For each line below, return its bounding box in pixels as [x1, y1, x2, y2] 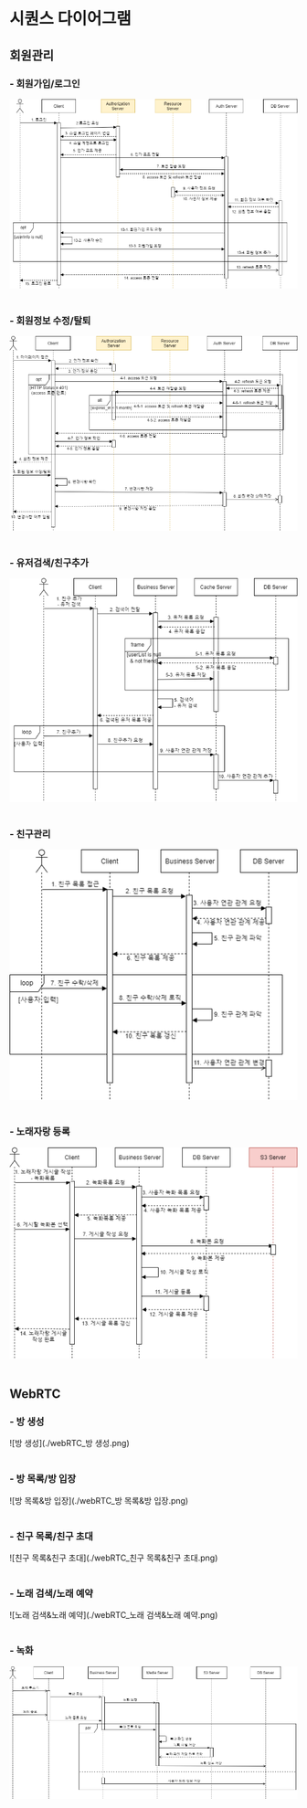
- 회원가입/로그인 [9, 77, 80, 90]
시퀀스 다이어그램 [9, 8, 132, 29]
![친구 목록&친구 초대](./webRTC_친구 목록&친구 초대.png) [9, 1552, 218, 1563]
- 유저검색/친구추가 [9, 556, 90, 569]
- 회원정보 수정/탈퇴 [9, 314, 91, 327]
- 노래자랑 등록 [9, 1126, 70, 1138]
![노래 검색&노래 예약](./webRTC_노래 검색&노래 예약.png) [9, 1610, 218, 1621]
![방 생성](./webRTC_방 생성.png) [9, 1438, 130, 1449]
